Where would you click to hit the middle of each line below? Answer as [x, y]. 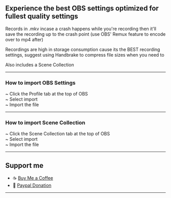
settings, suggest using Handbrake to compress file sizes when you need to [85, 55]
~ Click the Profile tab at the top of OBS [47, 94]
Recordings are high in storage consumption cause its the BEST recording [83, 49]
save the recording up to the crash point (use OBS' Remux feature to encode [85, 34]
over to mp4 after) [24, 39]
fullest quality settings [42, 17]
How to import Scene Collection [45, 123]
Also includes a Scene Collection [40, 65]
